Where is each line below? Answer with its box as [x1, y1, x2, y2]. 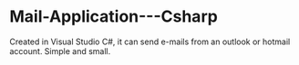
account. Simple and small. [9, 45, 111, 56]
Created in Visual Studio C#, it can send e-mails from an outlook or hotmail [9, 36, 291, 47]
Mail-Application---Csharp [9, 6, 219, 27]
